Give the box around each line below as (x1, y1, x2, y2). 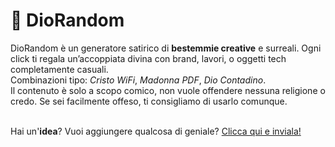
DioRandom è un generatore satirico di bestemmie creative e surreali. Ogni (10, 42, 322, 54)
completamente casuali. (10, 63, 109, 75)
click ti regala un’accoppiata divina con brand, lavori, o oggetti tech (10, 52, 287, 64)
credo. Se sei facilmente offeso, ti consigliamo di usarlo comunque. (10, 95, 288, 107)
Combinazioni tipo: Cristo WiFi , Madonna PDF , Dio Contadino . (10, 74, 267, 86)
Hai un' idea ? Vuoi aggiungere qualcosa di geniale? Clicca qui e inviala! (10, 125, 302, 137)
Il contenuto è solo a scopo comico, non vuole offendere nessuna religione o (10, 84, 326, 96)
